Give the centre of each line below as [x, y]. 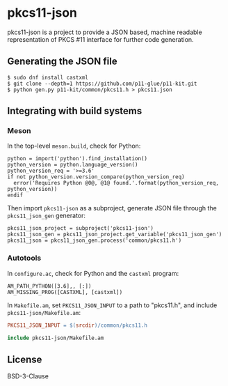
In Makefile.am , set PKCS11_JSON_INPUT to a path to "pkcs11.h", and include [112, 305]
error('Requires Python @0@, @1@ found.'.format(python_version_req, [116, 183]
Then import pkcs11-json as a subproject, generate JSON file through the [112, 208]
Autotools [24, 258]
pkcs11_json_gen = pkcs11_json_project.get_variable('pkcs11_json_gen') [115, 235]
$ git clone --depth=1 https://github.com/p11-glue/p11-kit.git [102, 84]
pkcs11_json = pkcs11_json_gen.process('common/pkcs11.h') [95, 241]
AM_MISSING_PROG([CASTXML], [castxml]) [65, 292]
